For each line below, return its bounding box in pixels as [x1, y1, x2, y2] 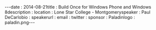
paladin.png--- [4, 19, 35, 25]
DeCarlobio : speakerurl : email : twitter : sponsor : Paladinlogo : [4, 15, 135, 20]
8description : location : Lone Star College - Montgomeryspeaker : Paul [4, 9, 151, 15]
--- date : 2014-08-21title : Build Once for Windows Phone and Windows [4, 4, 152, 10]
